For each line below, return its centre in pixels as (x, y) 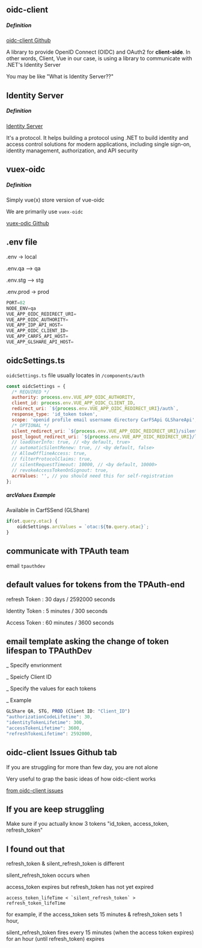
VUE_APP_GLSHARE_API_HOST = (40, 342)
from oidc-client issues (35, 790)
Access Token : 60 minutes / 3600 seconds (60, 622)
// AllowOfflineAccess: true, (49, 454)
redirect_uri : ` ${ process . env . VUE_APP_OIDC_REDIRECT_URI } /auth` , (95, 409)
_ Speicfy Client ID (29, 677)
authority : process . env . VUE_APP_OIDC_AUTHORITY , (74, 398)
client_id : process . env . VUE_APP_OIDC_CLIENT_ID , (74, 403)
